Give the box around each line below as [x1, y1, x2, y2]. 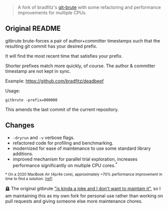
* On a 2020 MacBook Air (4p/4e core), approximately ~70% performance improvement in [5, 172, 163, 177]
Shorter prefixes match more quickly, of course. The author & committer [5, 63, 156, 69]
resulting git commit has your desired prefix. [5, 43, 98, 49]
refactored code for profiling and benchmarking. [12, 140, 114, 146]
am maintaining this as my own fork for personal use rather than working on [5, 193, 163, 199]
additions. [12, 150, 34, 156]
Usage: [5, 88, 20, 94]
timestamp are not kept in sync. [5, 68, 71, 74]
